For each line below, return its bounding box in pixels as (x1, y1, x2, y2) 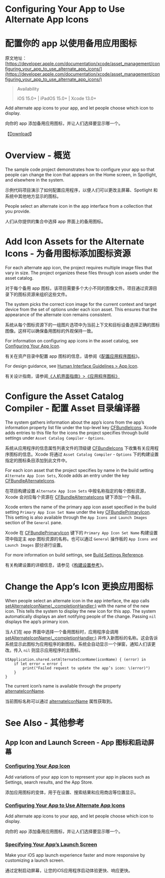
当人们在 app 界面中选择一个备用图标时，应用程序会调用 (5, 628, 119, 634)
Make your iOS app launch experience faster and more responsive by (5, 852, 145, 858)
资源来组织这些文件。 (26, 291, 70, 297)
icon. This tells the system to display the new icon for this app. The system (5, 608, 156, 614)
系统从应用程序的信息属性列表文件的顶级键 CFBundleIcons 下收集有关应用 (5, 445, 155, 451)
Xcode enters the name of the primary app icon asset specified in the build (5, 503, 157, 510)
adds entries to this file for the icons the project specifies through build (5, 430, 149, 436)
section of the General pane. (5, 519, 62, 525)
